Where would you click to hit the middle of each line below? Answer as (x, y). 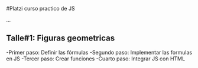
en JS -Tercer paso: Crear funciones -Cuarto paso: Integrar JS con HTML (95, 59)
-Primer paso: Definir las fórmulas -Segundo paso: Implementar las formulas (99, 52)
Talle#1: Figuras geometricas (61, 38)
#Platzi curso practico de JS (40, 8)
